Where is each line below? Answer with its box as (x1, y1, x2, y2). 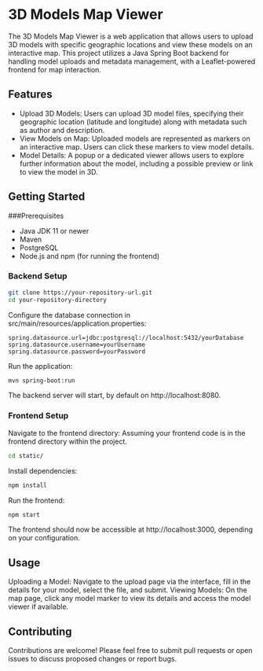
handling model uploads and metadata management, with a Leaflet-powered (8, 57, 256, 66)
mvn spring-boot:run (8, 376, 76, 385)
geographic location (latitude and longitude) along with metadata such (19, 116, 247, 127)
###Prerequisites (8, 211, 64, 220)
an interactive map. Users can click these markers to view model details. (19, 142, 254, 151)
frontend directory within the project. (8, 437, 127, 446)
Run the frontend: (8, 496, 65, 505)
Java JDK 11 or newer (19, 226, 89, 235)
